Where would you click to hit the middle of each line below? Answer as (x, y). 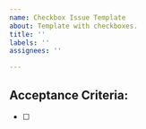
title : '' (28, 34)
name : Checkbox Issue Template (68, 17)
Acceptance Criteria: (69, 95)
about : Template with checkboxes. (74, 26)
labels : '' (30, 43)
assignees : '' (36, 51)
